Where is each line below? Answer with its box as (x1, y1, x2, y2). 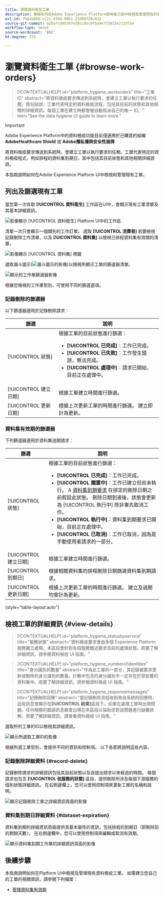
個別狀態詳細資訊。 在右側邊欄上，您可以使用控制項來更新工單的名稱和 (5, 782, 147, 788)
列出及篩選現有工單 (5, 187, 63, 196)
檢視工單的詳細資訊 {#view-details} (5, 620, 114, 628)
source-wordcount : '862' (5, 30, 56, 35)
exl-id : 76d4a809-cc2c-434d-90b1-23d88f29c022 (5, 16, 102, 21)
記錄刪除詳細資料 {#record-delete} (5, 757, 88, 764)
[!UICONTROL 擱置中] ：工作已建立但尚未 (57, 480, 152, 486)
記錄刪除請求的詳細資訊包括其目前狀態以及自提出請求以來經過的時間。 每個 (5, 770, 156, 776)
